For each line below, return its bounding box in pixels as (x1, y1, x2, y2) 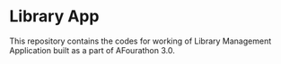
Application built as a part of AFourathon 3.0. (9, 44, 175, 55)
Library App (9, 6, 100, 27)
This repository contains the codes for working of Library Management (9, 36, 272, 46)
